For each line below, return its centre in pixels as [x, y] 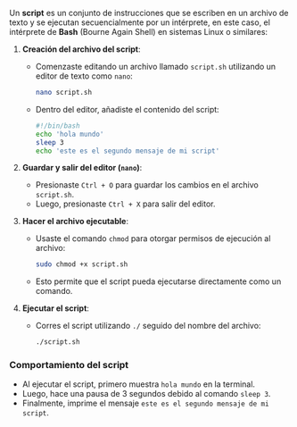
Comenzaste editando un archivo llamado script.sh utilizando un [156, 67]
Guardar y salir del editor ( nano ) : [82, 168]
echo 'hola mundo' [70, 134]
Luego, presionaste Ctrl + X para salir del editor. [125, 204]
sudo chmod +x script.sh [82, 264]
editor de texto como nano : [84, 76]
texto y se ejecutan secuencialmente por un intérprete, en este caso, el [140, 22]
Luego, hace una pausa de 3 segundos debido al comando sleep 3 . [146, 394]
